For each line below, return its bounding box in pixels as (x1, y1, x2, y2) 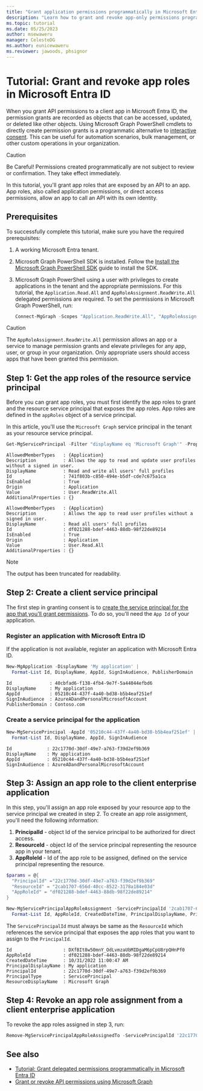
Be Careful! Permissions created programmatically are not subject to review (6, 163, 195, 170)
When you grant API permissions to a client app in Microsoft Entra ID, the (6, 107, 188, 115)
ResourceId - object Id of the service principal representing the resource (14, 841, 197, 849)
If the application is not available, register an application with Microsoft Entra (6, 646, 197, 653)
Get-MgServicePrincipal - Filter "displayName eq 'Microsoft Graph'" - (6, 441, 188, 447)
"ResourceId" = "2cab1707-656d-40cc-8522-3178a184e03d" (11, 883, 155, 890)
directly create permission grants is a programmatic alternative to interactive (6, 127, 196, 134)
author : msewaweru (6, 32, 53, 38)
